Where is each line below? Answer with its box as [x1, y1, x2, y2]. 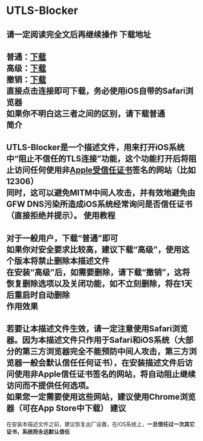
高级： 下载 [6, 63, 47, 73]
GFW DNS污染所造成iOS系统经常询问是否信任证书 [6, 199, 193, 210]
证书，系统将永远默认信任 [6, 428, 70, 435]
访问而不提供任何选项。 [6, 380, 94, 391]
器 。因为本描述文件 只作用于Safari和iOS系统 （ [6, 335, 178, 345]
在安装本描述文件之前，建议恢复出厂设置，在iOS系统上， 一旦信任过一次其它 [6, 420, 195, 428]
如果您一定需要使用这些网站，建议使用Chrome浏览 [6, 392, 196, 402]
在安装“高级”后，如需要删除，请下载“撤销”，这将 [6, 267, 190, 277]
